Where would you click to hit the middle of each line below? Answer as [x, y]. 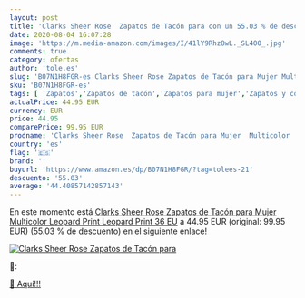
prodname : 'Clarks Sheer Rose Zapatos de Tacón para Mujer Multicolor [150, 136]
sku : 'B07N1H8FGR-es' [50, 85]
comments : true [38, 52]
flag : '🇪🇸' [32, 152]
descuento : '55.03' [46, 178]
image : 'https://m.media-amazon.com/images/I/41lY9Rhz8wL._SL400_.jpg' [148, 43]
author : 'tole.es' [44, 69]
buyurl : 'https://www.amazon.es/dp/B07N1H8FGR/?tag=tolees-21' [132, 169]
